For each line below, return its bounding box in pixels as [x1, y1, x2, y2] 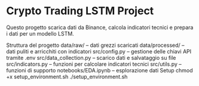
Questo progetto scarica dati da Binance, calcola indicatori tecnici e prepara [6, 24, 194, 31]
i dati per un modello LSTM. [6, 30, 75, 37]
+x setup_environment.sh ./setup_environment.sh [6, 73, 128, 80]
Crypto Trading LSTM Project [6, 4, 154, 18]
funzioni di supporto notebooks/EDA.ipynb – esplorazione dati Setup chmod [6, 66, 193, 74]
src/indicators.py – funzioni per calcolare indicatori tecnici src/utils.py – [6, 60, 182, 68]
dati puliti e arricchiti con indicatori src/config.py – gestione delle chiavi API [6, 47, 192, 55]
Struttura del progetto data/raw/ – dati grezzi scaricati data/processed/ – [6, 42, 185, 49]
